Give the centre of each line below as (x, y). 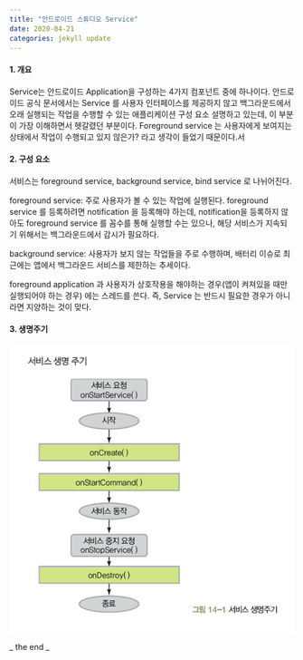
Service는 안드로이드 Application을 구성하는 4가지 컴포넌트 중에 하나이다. (140, 92)
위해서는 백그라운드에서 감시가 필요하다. (89, 234)
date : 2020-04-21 (42, 29)
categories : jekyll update (60, 38)
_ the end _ (29, 646)
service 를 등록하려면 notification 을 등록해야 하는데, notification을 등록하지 (144, 211)
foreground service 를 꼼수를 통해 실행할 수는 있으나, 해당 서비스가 (145, 223)
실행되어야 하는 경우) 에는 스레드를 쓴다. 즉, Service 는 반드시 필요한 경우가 (142, 296)
